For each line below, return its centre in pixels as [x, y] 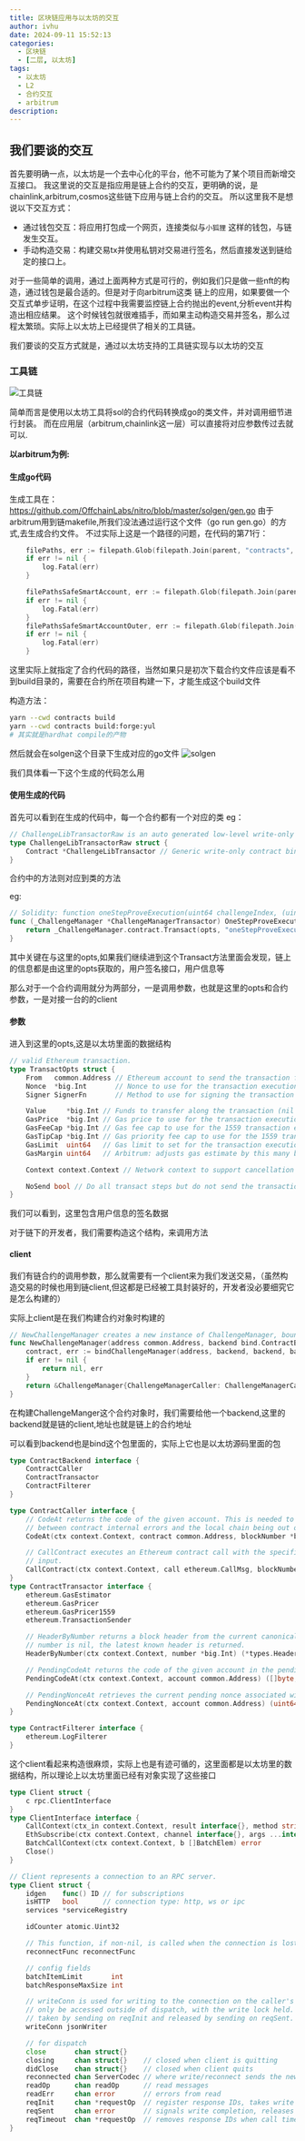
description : [34, 111]
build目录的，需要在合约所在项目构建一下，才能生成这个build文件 [139, 681]
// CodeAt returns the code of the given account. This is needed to [160, 1519]
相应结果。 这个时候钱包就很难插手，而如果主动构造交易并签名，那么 [153, 315]
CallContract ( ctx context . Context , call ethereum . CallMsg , [140, 1570]
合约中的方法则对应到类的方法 [65, 878]
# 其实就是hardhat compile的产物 [68, 735]
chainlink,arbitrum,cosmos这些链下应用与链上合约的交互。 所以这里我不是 [148, 197]
